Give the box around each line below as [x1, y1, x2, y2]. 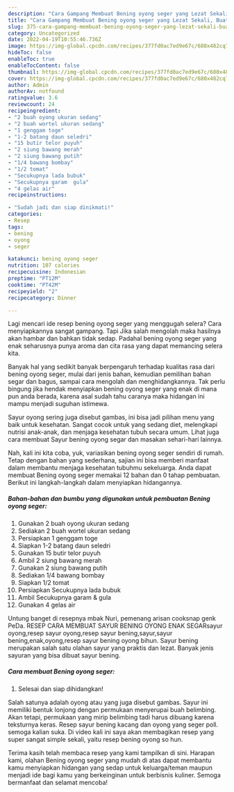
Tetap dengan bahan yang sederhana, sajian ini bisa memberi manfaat [8, 456, 209, 465]
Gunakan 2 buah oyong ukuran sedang [17, 520, 130, 528]
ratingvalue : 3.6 [8, 95, 58, 102]
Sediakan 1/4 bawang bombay [17, 571, 105, 580]
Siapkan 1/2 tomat [17, 579, 70, 587]
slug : [8, 23, 24, 30]
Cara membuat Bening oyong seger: [8, 667, 115, 676]
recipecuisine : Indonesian [8, 269, 86, 276]
